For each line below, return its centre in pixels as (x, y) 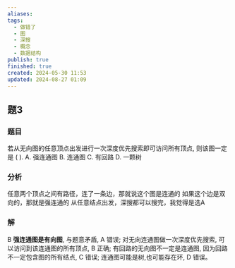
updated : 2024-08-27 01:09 (47, 79)
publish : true (28, 60)
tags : (15, 20)
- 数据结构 (28, 54)
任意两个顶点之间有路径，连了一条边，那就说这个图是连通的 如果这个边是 (113, 194)
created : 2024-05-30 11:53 (47, 73)
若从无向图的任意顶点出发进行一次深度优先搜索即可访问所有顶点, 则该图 (111, 148)
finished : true (30, 66)
